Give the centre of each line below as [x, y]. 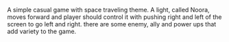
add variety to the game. [42, 31]
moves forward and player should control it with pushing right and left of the [114, 17]
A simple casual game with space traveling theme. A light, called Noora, [109, 10]
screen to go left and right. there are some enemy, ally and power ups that [112, 24]
